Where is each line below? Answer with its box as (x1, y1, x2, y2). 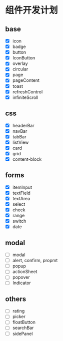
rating (12, 308, 25, 314)
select (12, 201, 25, 207)
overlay (12, 60, 28, 66)
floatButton (12, 319, 36, 325)
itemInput (12, 184, 32, 190)
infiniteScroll (12, 94, 38, 100)
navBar (12, 128, 27, 134)
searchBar (12, 325, 34, 331)
